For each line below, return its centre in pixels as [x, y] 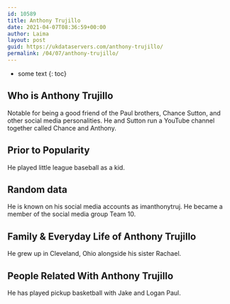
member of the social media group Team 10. [72, 214]
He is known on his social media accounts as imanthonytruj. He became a [115, 207]
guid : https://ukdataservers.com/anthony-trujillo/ [85, 47]
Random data [37, 190]
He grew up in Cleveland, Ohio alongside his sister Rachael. [94, 254]
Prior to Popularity [49, 151]
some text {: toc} [42, 73]
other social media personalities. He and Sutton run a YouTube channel [111, 120]
